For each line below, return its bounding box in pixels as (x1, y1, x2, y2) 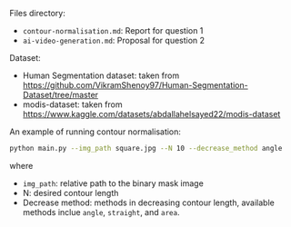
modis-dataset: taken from (22, 99, 123, 110)
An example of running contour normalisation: (9, 126, 182, 137)
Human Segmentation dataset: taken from (22, 70, 180, 81)
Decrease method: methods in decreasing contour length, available (22, 197, 275, 208)
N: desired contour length (22, 187, 119, 198)
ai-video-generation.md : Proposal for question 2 (22, 35, 206, 45)
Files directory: (9, 8, 65, 18)
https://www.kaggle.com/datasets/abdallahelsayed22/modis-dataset (22, 109, 281, 119)
